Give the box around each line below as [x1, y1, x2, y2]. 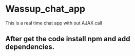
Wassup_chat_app [5, 3, 86, 15]
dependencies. [5, 43, 55, 51]
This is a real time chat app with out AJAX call [5, 20, 103, 26]
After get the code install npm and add [5, 35, 130, 43]
